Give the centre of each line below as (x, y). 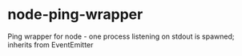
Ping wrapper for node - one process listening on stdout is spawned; (121, 36)
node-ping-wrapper (75, 15)
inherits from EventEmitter (50, 44)
